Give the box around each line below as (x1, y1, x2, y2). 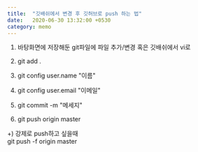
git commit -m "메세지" (17, 101, 83, 109)
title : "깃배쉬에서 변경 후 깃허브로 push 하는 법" (7, 10, 142, 17)
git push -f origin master (7, 137, 78, 146)
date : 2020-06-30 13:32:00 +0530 (7, 17, 111, 24)
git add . (17, 57, 42, 66)
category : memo (7, 23, 52, 30)
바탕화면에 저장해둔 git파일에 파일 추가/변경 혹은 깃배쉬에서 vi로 (17, 43, 191, 52)
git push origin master (17, 115, 81, 123)
